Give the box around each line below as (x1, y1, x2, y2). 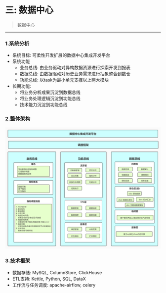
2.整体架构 (5, 115, 31, 122)
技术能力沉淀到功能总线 (19, 102, 68, 108)
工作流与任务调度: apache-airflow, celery (12, 282, 95, 288)
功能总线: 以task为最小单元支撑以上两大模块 (19, 77, 109, 83)
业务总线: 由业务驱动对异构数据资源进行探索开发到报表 (19, 65, 131, 71)
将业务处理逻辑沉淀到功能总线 (19, 96, 81, 101)
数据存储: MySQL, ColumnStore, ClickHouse (12, 269, 102, 275)
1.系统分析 (5, 40, 30, 47)
